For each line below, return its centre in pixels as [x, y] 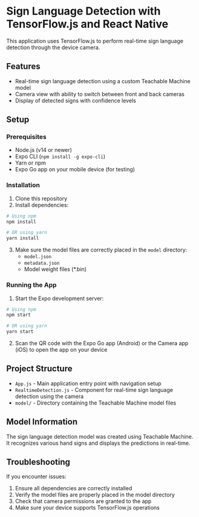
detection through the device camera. [53, 47]
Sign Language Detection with [83, 11]
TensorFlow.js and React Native [87, 24]
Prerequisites [26, 137]
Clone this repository [41, 198]
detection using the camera [49, 396]
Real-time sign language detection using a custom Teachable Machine [103, 81]
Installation [23, 185]
